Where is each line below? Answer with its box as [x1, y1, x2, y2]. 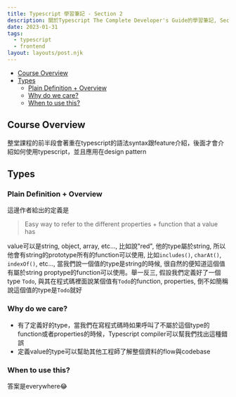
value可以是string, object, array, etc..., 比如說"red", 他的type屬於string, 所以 [7, 242, 226, 250]
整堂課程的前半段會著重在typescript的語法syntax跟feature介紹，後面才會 [7, 138, 218, 147]
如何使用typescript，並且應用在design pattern [13, 147, 147, 155]
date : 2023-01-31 [7, 23, 58, 30]
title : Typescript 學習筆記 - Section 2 [7, 10, 123, 18]
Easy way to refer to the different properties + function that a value [24, 220, 218, 228]
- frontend [13, 43, 46, 50]
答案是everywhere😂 [7, 382, 68, 390]
